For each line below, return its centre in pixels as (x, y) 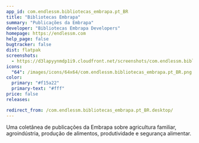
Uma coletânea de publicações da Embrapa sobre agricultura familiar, (91, 127)
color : (14, 77)
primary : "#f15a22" (36, 83)
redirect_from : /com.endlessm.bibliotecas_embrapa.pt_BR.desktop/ (90, 110)
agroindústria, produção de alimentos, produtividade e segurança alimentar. (99, 133)
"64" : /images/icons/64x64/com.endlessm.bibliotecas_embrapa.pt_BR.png (102, 72)
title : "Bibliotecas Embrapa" (44, 17)
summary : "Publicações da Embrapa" (50, 22)
